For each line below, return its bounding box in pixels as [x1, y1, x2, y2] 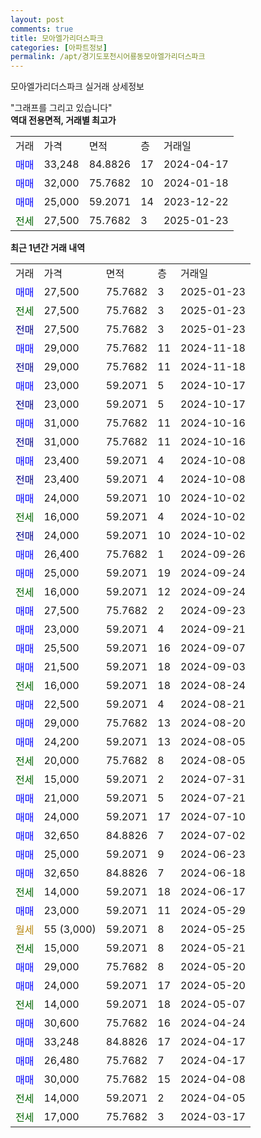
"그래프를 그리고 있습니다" [10, 102, 113, 114]
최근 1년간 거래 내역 [10, 242, 86, 254]
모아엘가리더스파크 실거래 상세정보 [10, 81, 145, 93]
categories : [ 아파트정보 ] [10, 42, 108, 53]
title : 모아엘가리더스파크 [10, 33, 104, 43]
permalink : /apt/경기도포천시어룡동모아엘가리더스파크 [10, 52, 206, 62]
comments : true [10, 24, 74, 34]
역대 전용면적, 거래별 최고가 [10, 114, 117, 126]
